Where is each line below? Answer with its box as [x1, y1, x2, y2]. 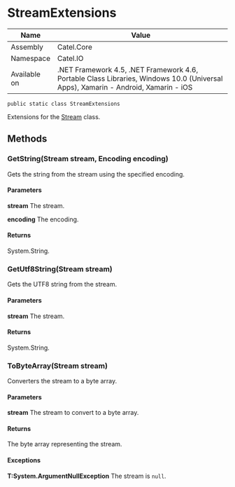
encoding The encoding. [7, 215, 79, 224]
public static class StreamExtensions [7, 100, 120, 107]
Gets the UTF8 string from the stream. [7, 280, 117, 289]
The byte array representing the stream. [7, 440, 122, 448]
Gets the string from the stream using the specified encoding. [7, 170, 185, 178]
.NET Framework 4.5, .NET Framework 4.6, [57, 64, 199, 74]
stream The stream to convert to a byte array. [7, 409, 139, 417]
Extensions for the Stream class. [7, 112, 101, 121]
